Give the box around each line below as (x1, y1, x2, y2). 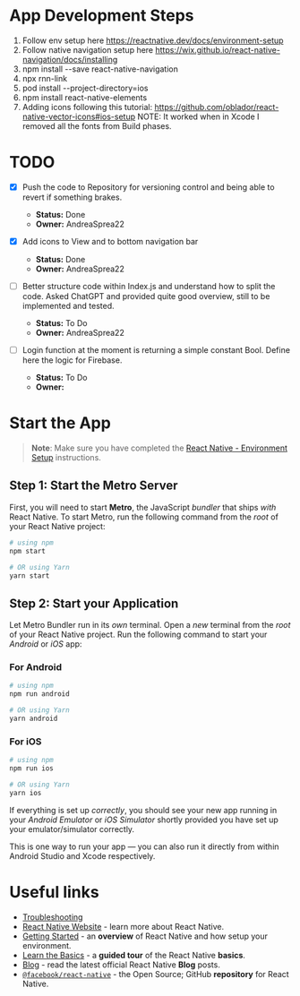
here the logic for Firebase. (21, 355, 123, 365)
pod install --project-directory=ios (21, 82, 149, 93)
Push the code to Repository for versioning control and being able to (21, 181, 275, 193)
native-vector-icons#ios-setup (21, 111, 136, 122)
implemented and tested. (21, 301, 115, 312)
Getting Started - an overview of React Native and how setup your (21, 931, 269, 941)
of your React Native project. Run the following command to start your (9, 629, 268, 640)
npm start (9, 546, 47, 555)
